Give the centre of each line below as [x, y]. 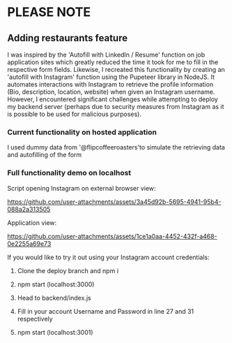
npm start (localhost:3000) [56, 284]
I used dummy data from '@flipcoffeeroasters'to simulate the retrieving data [116, 147]
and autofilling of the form [45, 155]
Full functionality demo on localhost [69, 173]
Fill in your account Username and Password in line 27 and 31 [106, 311]
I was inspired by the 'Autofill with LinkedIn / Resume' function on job [106, 54]
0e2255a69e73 [29, 243]
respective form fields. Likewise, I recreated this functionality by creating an [116, 70]
